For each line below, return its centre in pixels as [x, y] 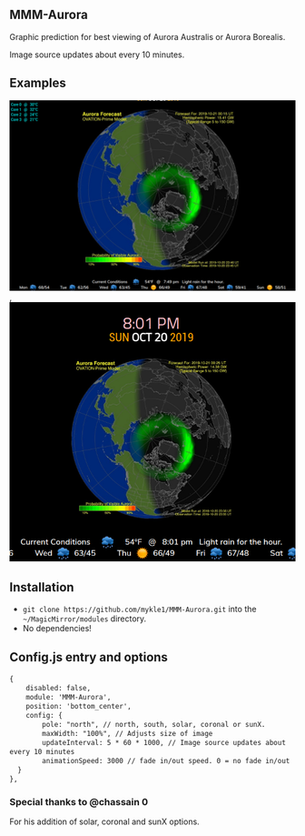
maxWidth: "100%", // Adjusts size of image [128, 734]
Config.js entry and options [89, 657]
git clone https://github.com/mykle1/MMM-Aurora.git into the [139, 609]
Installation [42, 587]
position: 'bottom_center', [79, 707]
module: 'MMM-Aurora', [69, 698]
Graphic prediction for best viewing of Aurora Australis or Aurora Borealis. [148, 36]
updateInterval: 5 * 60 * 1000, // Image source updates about [164, 743]
